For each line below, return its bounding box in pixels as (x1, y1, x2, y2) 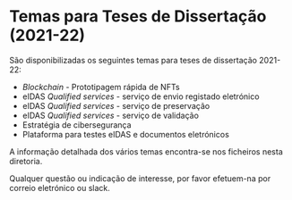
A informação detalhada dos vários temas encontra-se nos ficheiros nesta (9, 146, 284, 157)
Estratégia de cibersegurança (21, 119, 132, 130)
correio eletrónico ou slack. (9, 182, 110, 193)
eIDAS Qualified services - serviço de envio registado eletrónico (21, 91, 260, 102)
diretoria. (9, 155, 43, 166)
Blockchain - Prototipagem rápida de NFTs (21, 81, 181, 92)
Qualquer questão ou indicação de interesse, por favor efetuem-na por (9, 172, 271, 184)
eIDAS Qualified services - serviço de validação (21, 110, 200, 121)
